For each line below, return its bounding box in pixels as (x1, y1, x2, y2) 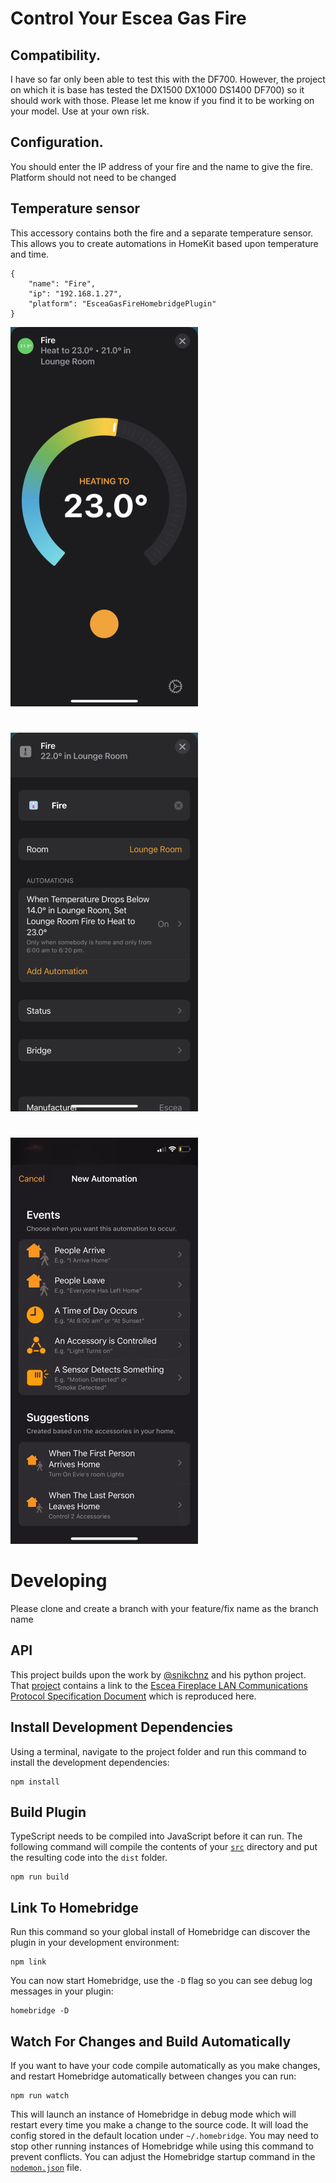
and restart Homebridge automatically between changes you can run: (10, 2070, 297, 2082)
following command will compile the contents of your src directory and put (10, 1841, 318, 1853)
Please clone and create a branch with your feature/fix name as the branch (10, 1602, 319, 1614)
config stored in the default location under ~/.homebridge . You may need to (10, 2130, 319, 2141)
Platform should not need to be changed (10, 171, 177, 183)
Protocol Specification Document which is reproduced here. (10, 1690, 257, 1702)
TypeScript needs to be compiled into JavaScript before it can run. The (10, 1830, 303, 1842)
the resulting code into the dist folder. (10, 1852, 168, 1864)
